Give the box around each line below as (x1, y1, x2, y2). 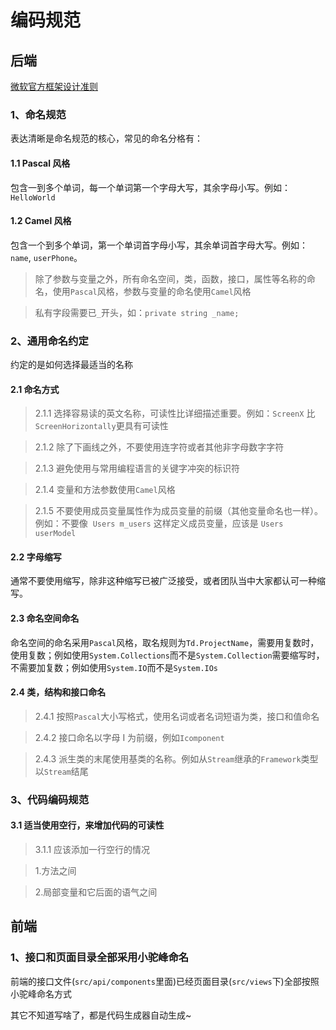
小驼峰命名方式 (10, 987, 72, 1000)
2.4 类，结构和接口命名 (10, 686, 107, 698)
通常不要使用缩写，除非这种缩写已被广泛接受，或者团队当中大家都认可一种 (10, 575, 317, 587)
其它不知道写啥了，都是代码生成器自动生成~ (10, 1009, 192, 1021)
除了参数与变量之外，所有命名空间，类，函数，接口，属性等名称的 (34, 272, 307, 285)
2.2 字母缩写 (10, 551, 62, 563)
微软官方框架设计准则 (10, 81, 98, 92)
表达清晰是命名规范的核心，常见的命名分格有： (10, 132, 203, 145)
